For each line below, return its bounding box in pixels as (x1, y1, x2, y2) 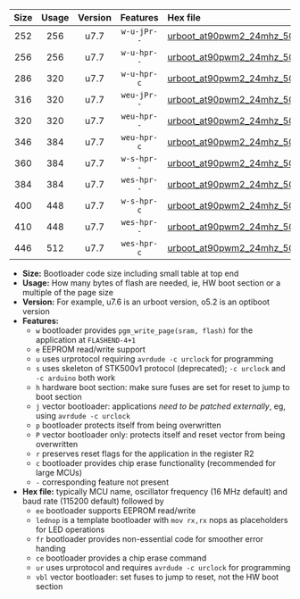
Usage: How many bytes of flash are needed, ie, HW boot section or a (21, 278, 281, 288)
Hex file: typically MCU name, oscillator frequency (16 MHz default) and (21, 487, 288, 496)
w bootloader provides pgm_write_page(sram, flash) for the (35, 325, 254, 336)
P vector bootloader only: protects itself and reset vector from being (35, 429, 286, 440)
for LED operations (35, 524, 105, 535)
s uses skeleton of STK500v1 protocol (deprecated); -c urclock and (35, 363, 286, 373)
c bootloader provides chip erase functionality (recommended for (35, 458, 277, 468)
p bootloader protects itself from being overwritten (35, 420, 221, 430)
